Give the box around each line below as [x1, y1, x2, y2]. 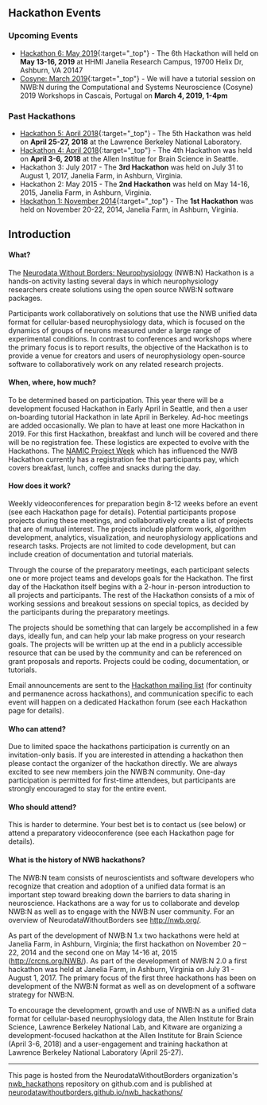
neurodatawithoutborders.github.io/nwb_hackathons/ [8, 1087, 183, 1097]
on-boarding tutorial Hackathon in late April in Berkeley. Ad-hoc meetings [8, 412, 249, 421]
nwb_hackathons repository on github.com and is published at [8, 1079, 213, 1088]
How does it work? [8, 481, 72, 490]
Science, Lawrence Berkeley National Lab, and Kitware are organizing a [8, 1022, 242, 1032]
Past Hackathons [8, 111, 75, 122]
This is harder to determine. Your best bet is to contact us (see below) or [8, 820, 246, 830]
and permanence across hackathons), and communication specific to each [8, 689, 253, 698]
